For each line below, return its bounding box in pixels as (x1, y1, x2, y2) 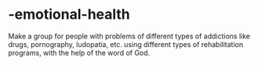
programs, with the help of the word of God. (8, 48, 151, 57)
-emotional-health (8, 5, 131, 23)
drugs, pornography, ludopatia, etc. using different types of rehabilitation (8, 39, 244, 49)
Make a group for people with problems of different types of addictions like (8, 31, 251, 41)
